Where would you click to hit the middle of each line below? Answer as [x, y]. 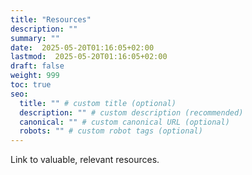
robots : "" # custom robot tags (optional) [111, 131]
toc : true [31, 85]
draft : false [37, 66]
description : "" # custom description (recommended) [131, 112]
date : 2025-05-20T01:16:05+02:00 [82, 47]
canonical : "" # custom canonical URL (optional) [124, 122]
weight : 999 [35, 76]
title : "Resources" [51, 19]
